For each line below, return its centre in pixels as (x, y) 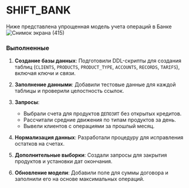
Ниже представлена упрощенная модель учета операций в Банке (89, 26)
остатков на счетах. (40, 144)
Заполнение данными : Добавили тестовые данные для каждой (95, 85)
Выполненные (28, 48)
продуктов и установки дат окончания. (63, 162)
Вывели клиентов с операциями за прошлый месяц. (89, 126)
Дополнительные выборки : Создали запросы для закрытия (91, 155)
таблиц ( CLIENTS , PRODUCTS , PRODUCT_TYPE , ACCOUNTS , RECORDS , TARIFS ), (97, 67)
